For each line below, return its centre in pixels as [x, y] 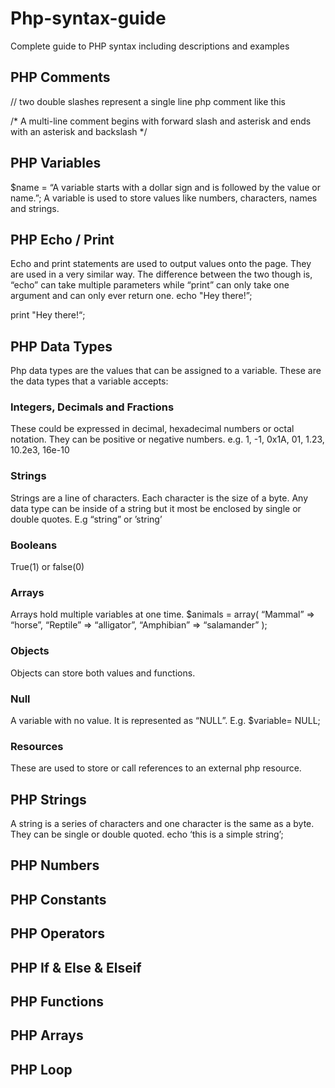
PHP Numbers [55, 865]
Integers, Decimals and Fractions [92, 407]
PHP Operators [57, 933]
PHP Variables [56, 163]
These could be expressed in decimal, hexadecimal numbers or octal [152, 429]
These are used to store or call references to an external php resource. [156, 768]
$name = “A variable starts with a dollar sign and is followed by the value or [165, 187]
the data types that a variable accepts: [89, 381]
